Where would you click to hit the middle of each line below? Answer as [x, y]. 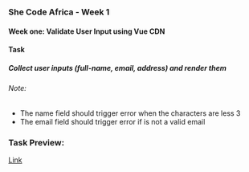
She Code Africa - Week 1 [59, 12]
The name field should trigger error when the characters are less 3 [130, 113]
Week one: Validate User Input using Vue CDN [87, 31]
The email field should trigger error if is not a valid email [112, 121]
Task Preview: [37, 142]
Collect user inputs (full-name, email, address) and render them [117, 68]
